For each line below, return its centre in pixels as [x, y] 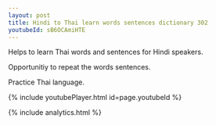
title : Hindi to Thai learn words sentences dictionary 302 [108, 23]
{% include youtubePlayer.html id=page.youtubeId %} [95, 98]
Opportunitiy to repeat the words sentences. [79, 67]
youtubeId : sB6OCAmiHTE [47, 30]
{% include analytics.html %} [55, 112]
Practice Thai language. [46, 82]
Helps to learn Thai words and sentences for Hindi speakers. [106, 52]
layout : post [29, 15]
